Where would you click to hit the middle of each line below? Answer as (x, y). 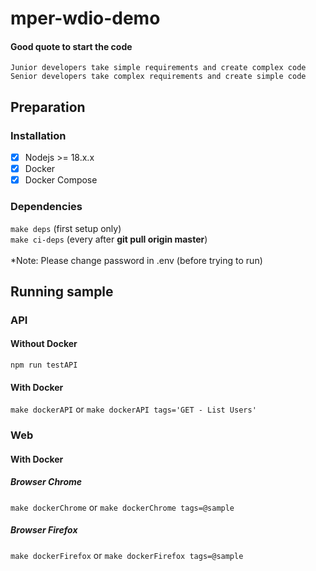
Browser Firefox (44, 530)
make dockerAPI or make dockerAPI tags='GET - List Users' (133, 409)
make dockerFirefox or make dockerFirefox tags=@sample (127, 555)
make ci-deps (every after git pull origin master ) (109, 239)
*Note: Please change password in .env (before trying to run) (136, 260)
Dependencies (46, 207)
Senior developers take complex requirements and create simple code (158, 77)
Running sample (62, 291)
